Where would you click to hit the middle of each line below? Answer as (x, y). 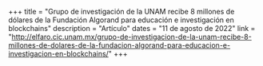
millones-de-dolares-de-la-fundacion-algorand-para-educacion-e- (119, 45)
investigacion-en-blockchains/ (59, 54)
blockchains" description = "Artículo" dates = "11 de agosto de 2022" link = (132, 28)
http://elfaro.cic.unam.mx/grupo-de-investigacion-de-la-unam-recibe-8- (131, 37)
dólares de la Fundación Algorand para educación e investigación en (121, 20)
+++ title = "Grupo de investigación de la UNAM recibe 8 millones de (122, 12)
